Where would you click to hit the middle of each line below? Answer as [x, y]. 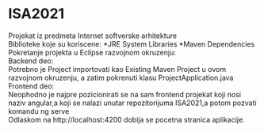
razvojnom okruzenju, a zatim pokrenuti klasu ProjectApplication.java [121, 77]
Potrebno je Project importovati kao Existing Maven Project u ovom [117, 69]
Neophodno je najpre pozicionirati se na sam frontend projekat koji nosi [125, 94]
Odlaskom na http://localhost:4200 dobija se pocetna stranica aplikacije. [126, 119]
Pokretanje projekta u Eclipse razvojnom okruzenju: [92, 52]
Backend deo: [31, 61]
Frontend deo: [31, 86]
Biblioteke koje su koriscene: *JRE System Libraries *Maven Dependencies [132, 43]
